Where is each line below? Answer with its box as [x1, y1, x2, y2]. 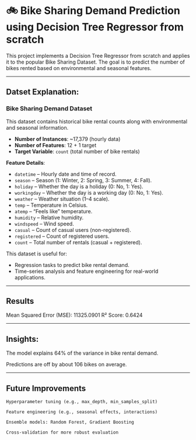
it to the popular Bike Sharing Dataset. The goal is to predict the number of [6, 58, 185, 65]
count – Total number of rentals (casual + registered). [14, 238, 142, 245]
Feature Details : [6, 159, 45, 166]
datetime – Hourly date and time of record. [14, 170, 117, 178]
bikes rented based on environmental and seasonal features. [6, 64, 152, 71]
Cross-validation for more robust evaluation [6, 429, 118, 435]
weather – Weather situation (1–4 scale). [14, 195, 110, 202]
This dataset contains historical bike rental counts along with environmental [6, 117, 188, 125]
